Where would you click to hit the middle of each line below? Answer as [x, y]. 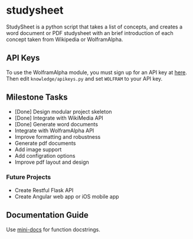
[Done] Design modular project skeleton [63, 111]
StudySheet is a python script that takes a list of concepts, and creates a [94, 27]
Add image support [38, 149]
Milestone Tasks [37, 98]
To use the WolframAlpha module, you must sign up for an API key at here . [97, 72]
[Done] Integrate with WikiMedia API [59, 118]
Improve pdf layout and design [52, 162]
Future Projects [29, 177]
